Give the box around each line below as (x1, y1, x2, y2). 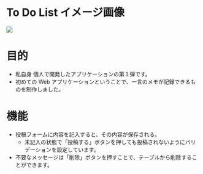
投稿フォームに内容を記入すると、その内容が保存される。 (15, 131, 161, 138)
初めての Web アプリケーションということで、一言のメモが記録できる (15, 78, 191, 85)
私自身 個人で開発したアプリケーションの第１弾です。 (15, 70, 151, 78)
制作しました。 (26, 85, 64, 93)
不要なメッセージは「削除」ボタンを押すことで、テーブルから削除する (15, 153, 192, 161)
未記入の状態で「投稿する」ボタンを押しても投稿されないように (24, 138, 186, 145)
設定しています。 (56, 146, 99, 153)
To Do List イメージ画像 (6, 5, 124, 20)
